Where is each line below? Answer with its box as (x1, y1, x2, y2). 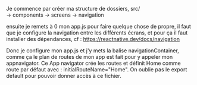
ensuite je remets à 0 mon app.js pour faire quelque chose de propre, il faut (6, 23, 192, 30)
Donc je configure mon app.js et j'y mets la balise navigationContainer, (6, 47, 180, 54)
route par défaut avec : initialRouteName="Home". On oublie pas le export (6, 66, 187, 73)
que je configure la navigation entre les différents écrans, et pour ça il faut (6, 29, 188, 36)
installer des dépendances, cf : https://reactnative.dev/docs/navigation (6, 36, 180, 42)
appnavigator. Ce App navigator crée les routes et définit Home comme (6, 59, 181, 67)
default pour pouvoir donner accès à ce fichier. (6, 73, 122, 79)
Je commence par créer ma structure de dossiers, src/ (6, 5, 140, 12)
